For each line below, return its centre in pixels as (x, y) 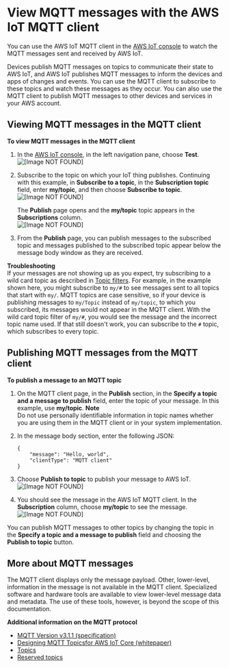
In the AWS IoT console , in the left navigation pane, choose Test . (108, 154)
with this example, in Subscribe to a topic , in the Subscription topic (113, 182)
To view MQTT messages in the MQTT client (71, 141)
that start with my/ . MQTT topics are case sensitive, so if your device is (107, 295)
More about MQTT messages (70, 563)
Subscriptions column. (50, 217)
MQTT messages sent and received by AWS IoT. (75, 53)
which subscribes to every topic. (53, 331)
